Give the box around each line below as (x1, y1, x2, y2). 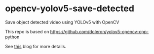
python (5, 34, 20, 40)
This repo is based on (5, 28, 49, 34)
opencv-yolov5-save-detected (5, 3, 135, 14)
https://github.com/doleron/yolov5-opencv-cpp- (50, 28, 149, 34)
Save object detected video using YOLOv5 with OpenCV (5, 19, 119, 25)
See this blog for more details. (5, 43, 67, 49)
